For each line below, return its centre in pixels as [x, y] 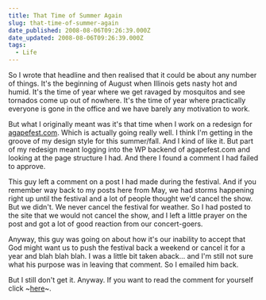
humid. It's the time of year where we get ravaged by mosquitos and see [127, 92]
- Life [26, 52]
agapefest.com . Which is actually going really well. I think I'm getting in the [131, 133]
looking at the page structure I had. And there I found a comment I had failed [133, 158]
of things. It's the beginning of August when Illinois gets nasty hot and [123, 83]
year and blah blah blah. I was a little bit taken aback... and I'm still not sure [131, 256]
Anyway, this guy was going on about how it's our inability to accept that [127, 239]
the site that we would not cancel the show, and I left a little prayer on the [128, 215]
